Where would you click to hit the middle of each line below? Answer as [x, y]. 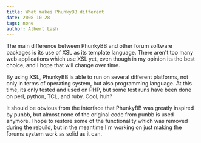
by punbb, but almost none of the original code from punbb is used [90, 115]
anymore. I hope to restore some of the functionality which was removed [97, 121]
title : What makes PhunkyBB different [55, 12]
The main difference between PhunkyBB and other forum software [90, 46]
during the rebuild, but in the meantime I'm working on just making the [94, 127]
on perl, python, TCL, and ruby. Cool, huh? [59, 96]
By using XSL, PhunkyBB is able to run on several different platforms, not [97, 77]
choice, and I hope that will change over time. [63, 65]
